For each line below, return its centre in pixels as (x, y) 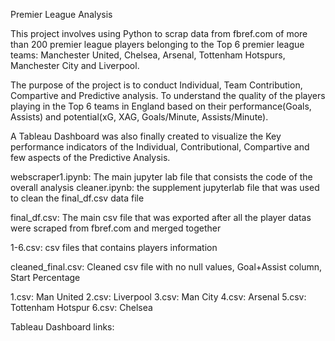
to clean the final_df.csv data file (77, 198)
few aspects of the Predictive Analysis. (90, 157)
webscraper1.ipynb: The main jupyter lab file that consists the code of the (161, 177)
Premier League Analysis (61, 14)
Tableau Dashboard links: (62, 327)
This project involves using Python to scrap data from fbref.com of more (159, 33)
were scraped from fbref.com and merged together (116, 228)
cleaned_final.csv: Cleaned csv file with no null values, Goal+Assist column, (166, 267)
